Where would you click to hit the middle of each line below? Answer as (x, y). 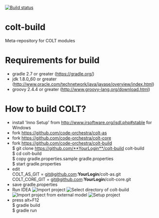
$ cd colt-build (27, 153)
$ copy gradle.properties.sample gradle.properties (63, 159)
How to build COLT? (46, 109)
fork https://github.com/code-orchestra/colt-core (62, 138)
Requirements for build (52, 60)
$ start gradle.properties (37, 163)
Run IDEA (22, 189)
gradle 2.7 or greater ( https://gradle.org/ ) (53, 73)
